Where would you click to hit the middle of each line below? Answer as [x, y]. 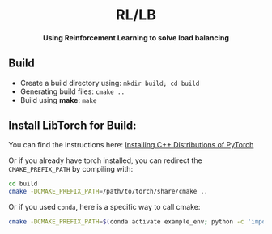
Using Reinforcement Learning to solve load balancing [136, 37]
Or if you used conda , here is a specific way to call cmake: [104, 207]
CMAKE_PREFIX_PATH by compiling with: [71, 169]
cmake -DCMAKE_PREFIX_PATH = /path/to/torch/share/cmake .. [108, 192]
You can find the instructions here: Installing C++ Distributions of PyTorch [131, 145]
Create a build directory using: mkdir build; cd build [110, 83]
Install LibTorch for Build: [72, 125]
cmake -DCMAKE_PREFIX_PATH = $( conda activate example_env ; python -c [126, 222]
